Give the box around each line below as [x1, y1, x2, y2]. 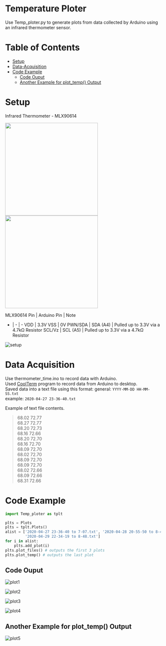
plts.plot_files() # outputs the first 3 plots [5, 548, 105, 553]
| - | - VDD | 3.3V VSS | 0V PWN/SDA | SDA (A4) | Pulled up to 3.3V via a [12, 322, 160, 328]
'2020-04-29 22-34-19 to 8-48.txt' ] [25, 534, 100, 539]
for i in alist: [5, 539, 39, 544]
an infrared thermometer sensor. [5, 24, 72, 30]
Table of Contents [5, 42, 80, 53]
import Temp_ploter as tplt [5, 511, 63, 517]
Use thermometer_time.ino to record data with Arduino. [5, 375, 118, 381]
